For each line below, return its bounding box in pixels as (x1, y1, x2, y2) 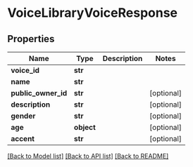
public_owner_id (11, 88, 68, 98)
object (73, 123, 96, 132)
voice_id (11, 65, 40, 75)
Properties (7, 33, 55, 45)
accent (11, 134, 35, 143)
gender (11, 111, 36, 121)
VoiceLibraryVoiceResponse (7, 5, 178, 21)
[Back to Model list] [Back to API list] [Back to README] (7, 152, 169, 160)
